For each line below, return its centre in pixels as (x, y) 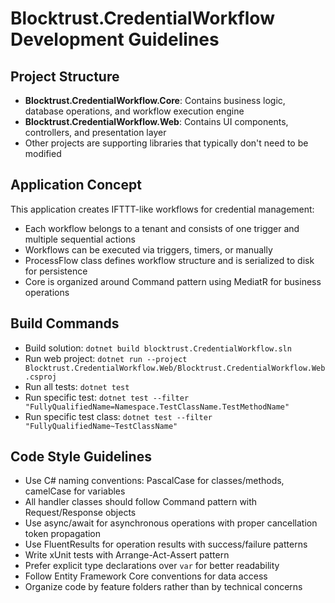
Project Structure (65, 76)
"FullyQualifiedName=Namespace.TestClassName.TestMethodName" (157, 407)
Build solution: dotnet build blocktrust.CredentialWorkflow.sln (158, 348)
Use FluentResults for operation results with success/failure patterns (166, 544)
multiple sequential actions (80, 239)
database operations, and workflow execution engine (134, 111)
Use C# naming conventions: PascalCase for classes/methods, (154, 481)
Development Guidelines (115, 39)
